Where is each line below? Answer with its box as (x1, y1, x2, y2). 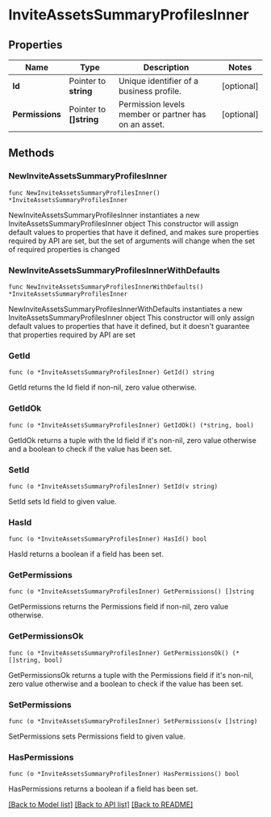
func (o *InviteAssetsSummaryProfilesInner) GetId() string (8, 368, 215, 377)
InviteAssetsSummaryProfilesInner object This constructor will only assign (8, 313, 255, 322)
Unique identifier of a (118, 75, 199, 86)
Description (143, 62, 190, 73)
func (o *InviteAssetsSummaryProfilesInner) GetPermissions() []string (8, 587, 254, 596)
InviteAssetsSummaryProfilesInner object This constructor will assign (8, 218, 240, 228)
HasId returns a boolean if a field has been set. (8, 550, 164, 559)
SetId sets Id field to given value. (8, 496, 117, 506)
